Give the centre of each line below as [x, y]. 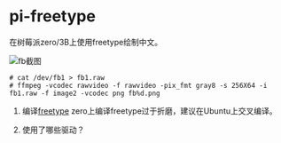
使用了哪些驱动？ [53, 130]
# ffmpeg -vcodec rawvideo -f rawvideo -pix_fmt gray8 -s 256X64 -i [138, 85]
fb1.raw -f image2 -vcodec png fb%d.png [85, 93]
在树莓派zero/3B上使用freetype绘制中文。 [86, 42]
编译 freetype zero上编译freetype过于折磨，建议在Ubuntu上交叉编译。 [149, 111]
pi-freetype [52, 16]
